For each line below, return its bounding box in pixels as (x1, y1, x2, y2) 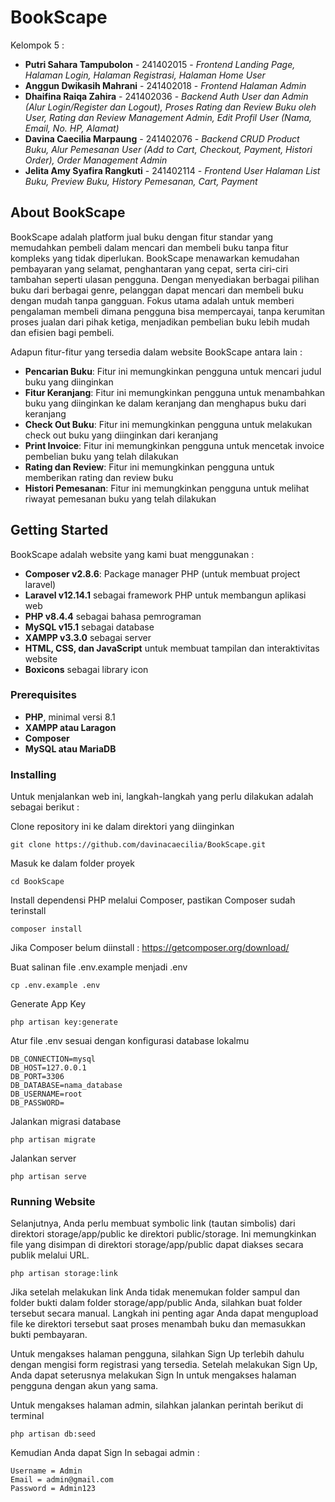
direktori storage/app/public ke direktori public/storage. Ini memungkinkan (10, 1228, 317, 1240)
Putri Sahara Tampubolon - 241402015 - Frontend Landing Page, (24, 58, 296, 70)
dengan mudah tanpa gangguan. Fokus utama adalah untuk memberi (10, 294, 295, 306)
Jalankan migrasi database (10, 1116, 122, 1128)
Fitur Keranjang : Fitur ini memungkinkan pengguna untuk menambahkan (24, 386, 326, 398)
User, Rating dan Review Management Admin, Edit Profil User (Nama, (24, 111, 313, 123)
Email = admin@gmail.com (10, 1475, 114, 1485)
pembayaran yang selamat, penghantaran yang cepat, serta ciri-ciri (10, 262, 289, 275)
